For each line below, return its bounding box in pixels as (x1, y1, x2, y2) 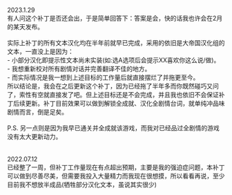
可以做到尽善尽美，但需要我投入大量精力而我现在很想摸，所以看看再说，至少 (7, 172, 225, 180)
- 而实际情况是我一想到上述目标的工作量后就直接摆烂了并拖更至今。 (7, 73, 200, 82)
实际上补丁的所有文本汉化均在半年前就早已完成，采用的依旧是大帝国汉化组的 (7, 39, 225, 47)
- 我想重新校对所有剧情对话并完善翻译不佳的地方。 (7, 65, 151, 73)
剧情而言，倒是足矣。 (7, 108, 68, 116)
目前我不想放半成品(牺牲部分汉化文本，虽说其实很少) (7, 180, 157, 189)
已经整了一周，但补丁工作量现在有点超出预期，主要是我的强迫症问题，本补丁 (7, 163, 225, 171)
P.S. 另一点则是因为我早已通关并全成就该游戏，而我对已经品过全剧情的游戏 (7, 124, 220, 132)
